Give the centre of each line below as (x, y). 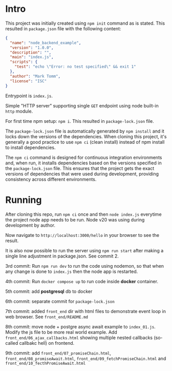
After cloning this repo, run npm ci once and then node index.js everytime (84, 214)
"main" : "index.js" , (32, 57)
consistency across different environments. (51, 179)
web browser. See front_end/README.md (47, 317)
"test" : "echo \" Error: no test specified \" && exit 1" (76, 67)
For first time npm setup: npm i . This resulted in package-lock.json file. (80, 121)
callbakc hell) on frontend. (47, 343)
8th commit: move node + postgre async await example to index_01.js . (81, 326)
